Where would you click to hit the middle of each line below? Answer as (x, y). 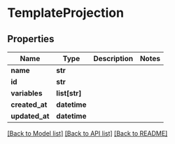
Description (113, 59)
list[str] (69, 93)
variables (27, 93)
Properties (31, 39)
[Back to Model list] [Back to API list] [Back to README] (87, 133)
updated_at (30, 116)
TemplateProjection (66, 13)
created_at (29, 105)
